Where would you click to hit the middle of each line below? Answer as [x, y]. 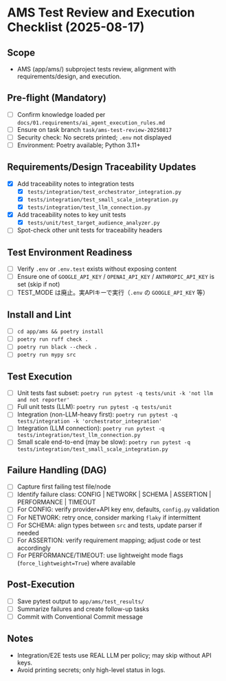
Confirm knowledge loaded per [61, 114]
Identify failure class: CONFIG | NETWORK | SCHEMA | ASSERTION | [114, 494]
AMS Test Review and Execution [101, 13]
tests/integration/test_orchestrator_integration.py [104, 192]
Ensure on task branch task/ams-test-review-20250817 [94, 129]
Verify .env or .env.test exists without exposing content [97, 269]
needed [28, 533]
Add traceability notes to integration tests [76, 183]
